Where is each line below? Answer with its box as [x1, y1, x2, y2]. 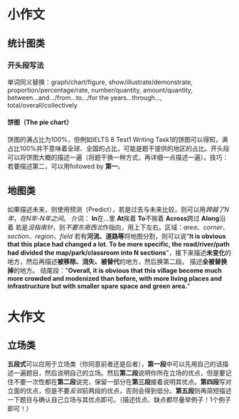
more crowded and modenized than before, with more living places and [7, 274, 223, 282]
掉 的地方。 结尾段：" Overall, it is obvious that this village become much [7, 266, 223, 274]
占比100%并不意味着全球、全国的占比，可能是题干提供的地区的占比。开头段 [7, 144, 230, 153]
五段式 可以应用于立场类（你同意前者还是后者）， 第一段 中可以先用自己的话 [7, 359, 223, 368]
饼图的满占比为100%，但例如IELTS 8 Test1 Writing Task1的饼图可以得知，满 [7, 135, 228, 144]
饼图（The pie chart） [7, 118, 73, 127]
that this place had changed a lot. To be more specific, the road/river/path [7, 239, 230, 248]
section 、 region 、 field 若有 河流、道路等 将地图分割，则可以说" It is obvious [7, 232, 226, 240]
